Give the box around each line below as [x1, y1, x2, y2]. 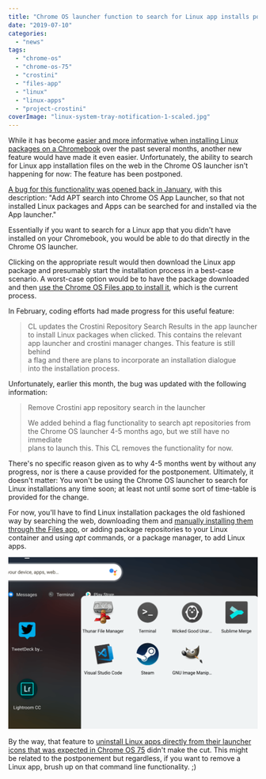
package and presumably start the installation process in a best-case [8, 266, 234, 275]
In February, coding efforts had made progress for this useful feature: [8, 306, 235, 316]
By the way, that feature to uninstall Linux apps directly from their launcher [8, 737, 252, 747]
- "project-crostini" [15, 104, 87, 112]
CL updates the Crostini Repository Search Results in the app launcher [27, 321, 257, 332]
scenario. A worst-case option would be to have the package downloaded [8, 274, 249, 284]
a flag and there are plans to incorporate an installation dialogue [27, 355, 237, 365]
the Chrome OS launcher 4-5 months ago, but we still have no [27, 427, 230, 436]
